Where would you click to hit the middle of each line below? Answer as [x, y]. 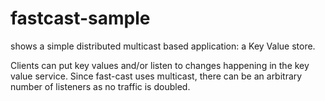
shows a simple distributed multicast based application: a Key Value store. [163, 46]
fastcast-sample [80, 18]
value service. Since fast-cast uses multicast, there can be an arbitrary [156, 76]
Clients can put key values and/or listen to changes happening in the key [160, 65]
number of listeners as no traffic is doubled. [100, 86]
